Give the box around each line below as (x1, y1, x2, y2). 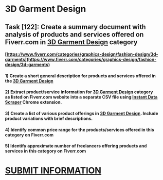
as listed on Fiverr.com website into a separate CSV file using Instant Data (5, 94, 158, 100)
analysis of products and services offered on (5, 30, 144, 38)
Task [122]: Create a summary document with (5, 23, 146, 31)
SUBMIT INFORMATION (5, 165, 102, 176)
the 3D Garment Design (5, 78, 54, 83)
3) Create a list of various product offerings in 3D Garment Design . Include (5, 110, 159, 116)
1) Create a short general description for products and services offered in (5, 73, 156, 79)
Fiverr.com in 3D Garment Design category (5, 38, 138, 46)
